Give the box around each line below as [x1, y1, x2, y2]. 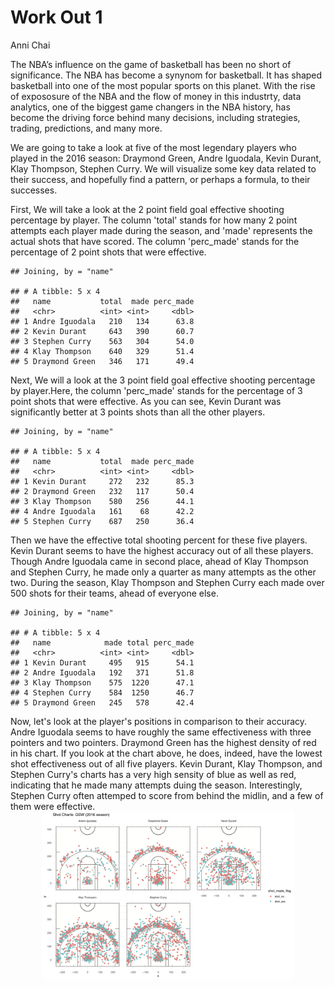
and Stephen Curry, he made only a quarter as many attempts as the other [10, 566, 317, 578]
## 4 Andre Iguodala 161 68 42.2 [10, 506, 195, 516]
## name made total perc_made [10, 637, 195, 648]
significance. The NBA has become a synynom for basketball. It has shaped [10, 69, 323, 81]
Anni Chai [10, 39, 51, 51]
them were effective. [10, 800, 96, 812]
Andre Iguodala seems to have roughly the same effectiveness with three [10, 726, 312, 738]
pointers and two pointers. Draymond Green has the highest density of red [10, 736, 317, 748]
